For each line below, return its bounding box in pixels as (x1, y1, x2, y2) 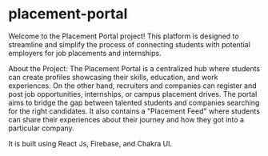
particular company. (8, 123, 74, 133)
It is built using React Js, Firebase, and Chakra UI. (8, 138, 173, 148)
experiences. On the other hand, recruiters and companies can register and (8, 81, 258, 90)
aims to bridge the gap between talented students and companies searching (8, 98, 260, 107)
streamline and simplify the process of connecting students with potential (8, 39, 250, 49)
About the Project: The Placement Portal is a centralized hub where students (8, 63, 261, 73)
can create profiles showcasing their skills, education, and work (8, 72, 218, 82)
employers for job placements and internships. (8, 48, 162, 58)
